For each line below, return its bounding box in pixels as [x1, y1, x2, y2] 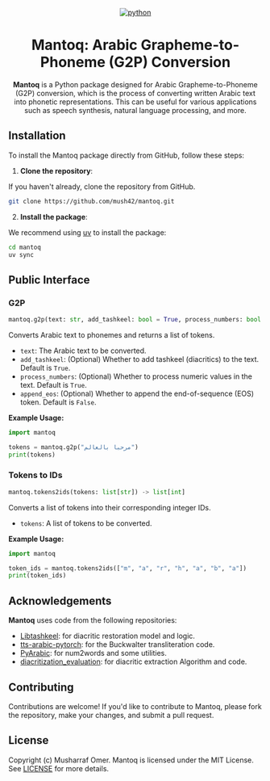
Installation [8, 129, 66, 143]
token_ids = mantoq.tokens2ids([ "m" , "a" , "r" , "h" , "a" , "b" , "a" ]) [8, 564, 247, 573]
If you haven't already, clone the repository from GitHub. [8, 182, 196, 191]
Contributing [8, 680, 74, 694]
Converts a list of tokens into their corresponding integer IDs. [8, 502, 211, 512]
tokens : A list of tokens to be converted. [19, 518, 152, 528]
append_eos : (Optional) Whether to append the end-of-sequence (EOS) [19, 388, 255, 398]
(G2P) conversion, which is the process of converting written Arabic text [15, 88, 255, 98]
